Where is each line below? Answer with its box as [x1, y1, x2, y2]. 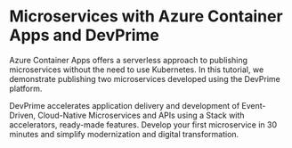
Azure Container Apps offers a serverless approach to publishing [9, 54, 247, 65]
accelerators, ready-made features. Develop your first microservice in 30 [9, 119, 278, 130]
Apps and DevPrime [9, 25, 160, 45]
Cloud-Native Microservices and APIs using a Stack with [36, 110, 245, 120]
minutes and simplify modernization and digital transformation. [9, 128, 239, 139]
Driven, [9, 110, 36, 120]
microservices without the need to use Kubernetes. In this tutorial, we [9, 64, 264, 75]
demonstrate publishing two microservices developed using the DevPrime [9, 73, 280, 84]
